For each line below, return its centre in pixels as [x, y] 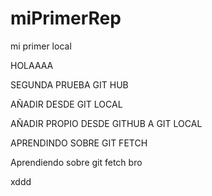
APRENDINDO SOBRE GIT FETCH [79, 143]
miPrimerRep [66, 18]
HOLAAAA [32, 65]
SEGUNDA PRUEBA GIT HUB [69, 84]
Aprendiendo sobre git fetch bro [76, 162]
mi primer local [41, 46]
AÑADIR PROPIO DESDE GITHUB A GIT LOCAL [106, 123]
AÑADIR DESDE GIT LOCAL [66, 104]
